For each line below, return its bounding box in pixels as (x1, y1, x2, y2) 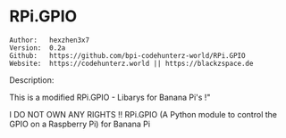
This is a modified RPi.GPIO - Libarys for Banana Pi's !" (9, 92, 211, 102)
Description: (9, 74, 55, 85)
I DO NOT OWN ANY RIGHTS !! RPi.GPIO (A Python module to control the (9, 109, 277, 119)
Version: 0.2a (9, 43, 66, 53)
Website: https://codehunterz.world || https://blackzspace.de (9, 59, 254, 68)
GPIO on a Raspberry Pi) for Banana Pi (9, 118, 150, 129)
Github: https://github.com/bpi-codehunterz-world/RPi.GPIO (9, 51, 246, 60)
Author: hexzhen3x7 (9, 36, 90, 45)
